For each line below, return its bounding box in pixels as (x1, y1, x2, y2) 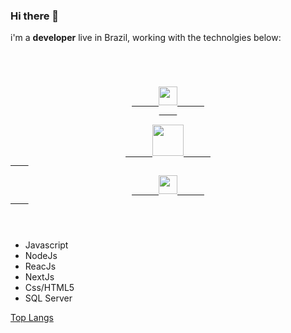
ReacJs (24, 260, 57, 273)
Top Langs (10, 312, 54, 324)
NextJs (24, 271, 55, 283)
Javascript (24, 239, 69, 251)
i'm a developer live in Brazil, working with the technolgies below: (10, 32, 282, 44)
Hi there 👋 (10, 9, 60, 23)
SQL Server (24, 292, 73, 304)
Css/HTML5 (24, 282, 75, 294)
